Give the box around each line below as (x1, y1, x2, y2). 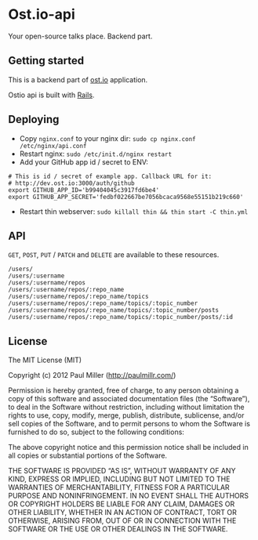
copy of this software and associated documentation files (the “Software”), (8, 394, 250, 404)
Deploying (8, 113, 60, 126)
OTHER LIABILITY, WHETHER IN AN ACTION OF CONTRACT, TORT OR (8, 508, 237, 517)
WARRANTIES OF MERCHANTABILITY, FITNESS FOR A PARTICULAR (8, 483, 230, 492)
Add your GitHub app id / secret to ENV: (19, 157, 149, 166)
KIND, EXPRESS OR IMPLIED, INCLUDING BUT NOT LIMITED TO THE (8, 474, 231, 484)
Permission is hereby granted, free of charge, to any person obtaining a (8, 386, 239, 395)
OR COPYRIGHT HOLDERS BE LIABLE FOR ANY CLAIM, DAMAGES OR (8, 499, 235, 509)
